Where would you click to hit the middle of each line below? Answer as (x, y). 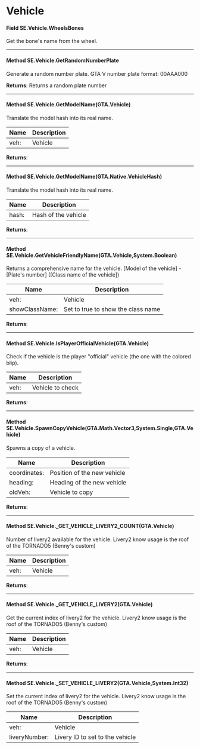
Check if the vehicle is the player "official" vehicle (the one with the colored (99, 357)
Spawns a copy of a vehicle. (41, 448)
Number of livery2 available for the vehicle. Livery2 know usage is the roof (98, 539)
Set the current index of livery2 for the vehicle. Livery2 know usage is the (96, 696)
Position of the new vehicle (87, 472)
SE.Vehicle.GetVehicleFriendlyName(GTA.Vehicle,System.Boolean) (92, 255)
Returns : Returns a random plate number (57, 85)
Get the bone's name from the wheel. (52, 41)
